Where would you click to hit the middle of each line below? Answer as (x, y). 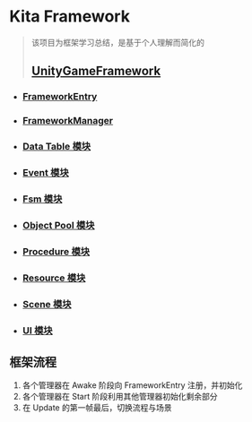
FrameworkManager (68, 121)
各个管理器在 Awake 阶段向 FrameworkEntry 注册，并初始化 (132, 385)
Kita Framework (70, 17)
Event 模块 (45, 173)
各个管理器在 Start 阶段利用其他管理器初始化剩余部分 (120, 397)
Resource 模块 (54, 278)
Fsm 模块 (42, 199)
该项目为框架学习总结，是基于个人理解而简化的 (117, 42)
